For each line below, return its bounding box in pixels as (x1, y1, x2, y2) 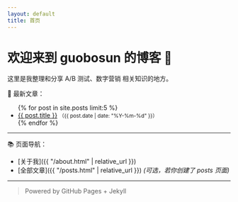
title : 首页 (7, 17, 40, 24)
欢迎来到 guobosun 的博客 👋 (7, 50, 172, 66)
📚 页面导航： (7, 140, 47, 149)
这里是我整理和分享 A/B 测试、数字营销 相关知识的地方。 (7, 74, 172, 83)
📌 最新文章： (7, 89, 45, 98)
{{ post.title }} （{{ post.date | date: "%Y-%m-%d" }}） (17, 111, 158, 120)
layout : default (7, 10, 55, 18)
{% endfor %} (17, 118, 59, 128)
